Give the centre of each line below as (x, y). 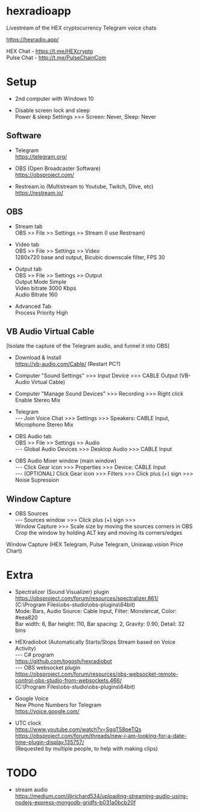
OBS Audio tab (33, 436)
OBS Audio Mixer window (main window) (66, 461)
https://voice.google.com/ (47, 711)
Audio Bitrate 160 (36, 294)
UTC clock (28, 723)
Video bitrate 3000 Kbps (46, 288)
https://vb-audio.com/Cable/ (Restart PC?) (68, 364)
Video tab (27, 244)
